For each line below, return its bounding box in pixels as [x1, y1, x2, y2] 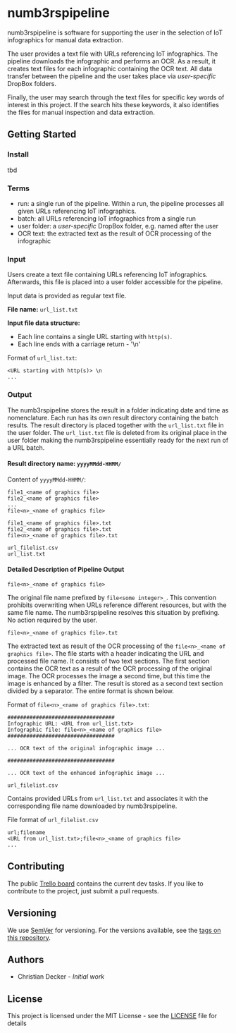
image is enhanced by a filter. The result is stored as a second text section [7, 679, 223, 687]
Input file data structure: [7, 319, 80, 327]
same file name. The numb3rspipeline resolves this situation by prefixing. [7, 608, 220, 616]
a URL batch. [7, 443, 45, 452]
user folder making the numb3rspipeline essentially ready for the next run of [7, 436, 229, 444]
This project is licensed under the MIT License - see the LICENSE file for [7, 1012, 217, 1020]
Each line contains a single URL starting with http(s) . [17, 333, 173, 341]
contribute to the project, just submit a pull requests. [7, 886, 160, 895]
